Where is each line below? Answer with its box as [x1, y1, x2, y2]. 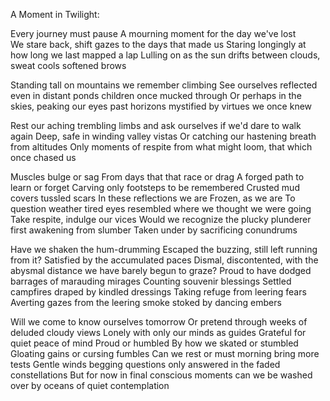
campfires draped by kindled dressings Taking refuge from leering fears [10, 286, 307, 298]
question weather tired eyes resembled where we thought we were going [10, 203, 312, 214]
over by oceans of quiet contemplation [10, 380, 170, 391]
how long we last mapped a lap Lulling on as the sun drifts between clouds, [10, 49, 321, 61]
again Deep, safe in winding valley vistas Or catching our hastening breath [10, 130, 317, 142]
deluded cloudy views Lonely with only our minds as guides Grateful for [10, 327, 307, 338]
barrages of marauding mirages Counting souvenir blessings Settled [10, 275, 292, 287]
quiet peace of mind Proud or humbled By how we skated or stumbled [10, 337, 299, 349]
